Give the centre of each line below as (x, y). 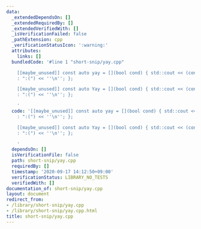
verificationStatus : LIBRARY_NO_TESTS (60, 177)
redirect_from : (25, 200)
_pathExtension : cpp (37, 40)
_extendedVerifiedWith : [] (45, 28)
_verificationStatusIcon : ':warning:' (60, 46)
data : (13, 12)
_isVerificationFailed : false (49, 34)
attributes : (27, 51)
